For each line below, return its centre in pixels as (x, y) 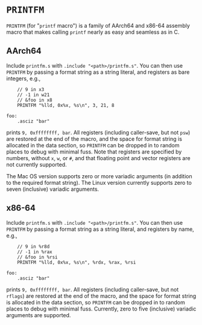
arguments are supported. (39, 315)
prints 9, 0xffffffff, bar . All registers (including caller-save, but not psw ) (98, 132)
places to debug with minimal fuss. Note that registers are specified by (94, 152)
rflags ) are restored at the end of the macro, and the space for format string (101, 296)
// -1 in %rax (35, 252)
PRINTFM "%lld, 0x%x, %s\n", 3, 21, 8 (66, 105)
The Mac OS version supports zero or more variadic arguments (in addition (99, 176)
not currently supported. (37, 164)
